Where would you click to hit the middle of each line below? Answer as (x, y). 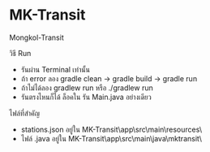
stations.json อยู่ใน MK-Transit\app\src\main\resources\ (111, 129)
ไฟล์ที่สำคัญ (24, 113)
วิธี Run (20, 53)
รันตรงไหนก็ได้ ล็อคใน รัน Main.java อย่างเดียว (86, 97)
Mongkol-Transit (36, 37)
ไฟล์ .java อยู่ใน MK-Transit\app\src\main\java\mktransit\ (111, 138)
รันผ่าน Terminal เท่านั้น (55, 69)
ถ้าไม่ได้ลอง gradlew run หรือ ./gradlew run (87, 88)
